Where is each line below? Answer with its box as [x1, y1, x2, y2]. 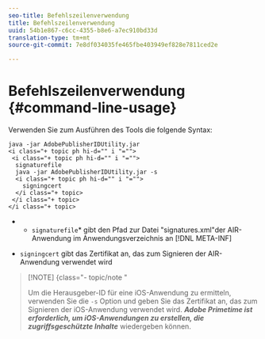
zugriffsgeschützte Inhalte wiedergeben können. [27, 322, 192, 331]
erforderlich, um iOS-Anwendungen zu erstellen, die [27, 314, 205, 323]
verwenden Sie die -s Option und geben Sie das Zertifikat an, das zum [27, 296, 258, 306]
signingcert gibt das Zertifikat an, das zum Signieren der [19, 249, 206, 258]
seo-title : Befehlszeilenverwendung [8, 11, 129, 20]
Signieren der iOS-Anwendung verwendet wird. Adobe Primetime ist [27, 305, 253, 314]
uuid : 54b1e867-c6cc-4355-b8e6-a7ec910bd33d [8, 26, 158, 34]
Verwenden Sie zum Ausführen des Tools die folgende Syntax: [8, 125, 213, 135]
